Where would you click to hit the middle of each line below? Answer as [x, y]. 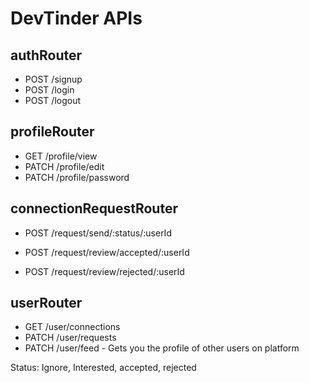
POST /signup [53, 79]
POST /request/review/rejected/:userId [104, 271]
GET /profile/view [61, 156]
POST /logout [53, 100]
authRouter [46, 55]
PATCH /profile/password [77, 177]
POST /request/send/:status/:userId [98, 233]
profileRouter [52, 132]
